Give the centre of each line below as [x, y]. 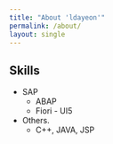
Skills [24, 70]
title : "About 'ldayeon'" [57, 17]
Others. [36, 121]
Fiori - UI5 [54, 111]
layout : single [37, 34]
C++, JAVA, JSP [65, 130]
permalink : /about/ [45, 26]
